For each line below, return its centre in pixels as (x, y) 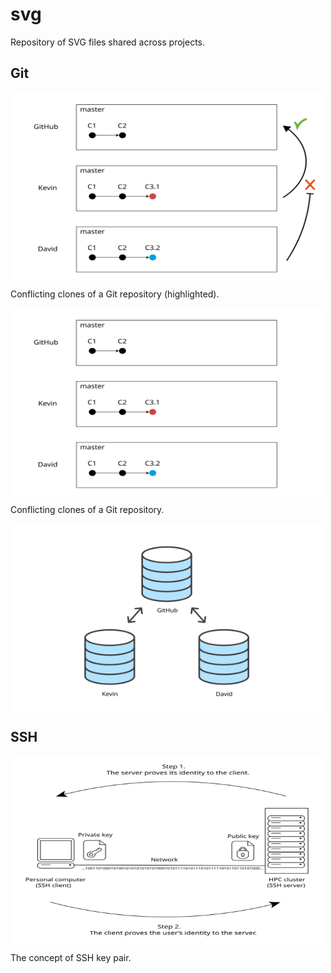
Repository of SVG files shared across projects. (108, 42)
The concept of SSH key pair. (71, 957)
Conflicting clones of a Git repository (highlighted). (115, 294)
